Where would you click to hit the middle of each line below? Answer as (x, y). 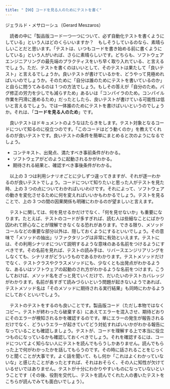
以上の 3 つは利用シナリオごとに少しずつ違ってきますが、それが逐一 (80, 176)
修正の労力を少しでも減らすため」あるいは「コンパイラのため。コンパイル (87, 93)
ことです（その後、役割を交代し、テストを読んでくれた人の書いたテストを (87, 375)
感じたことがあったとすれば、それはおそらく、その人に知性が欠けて (94, 362)
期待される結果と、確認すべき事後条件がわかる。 (63, 165)
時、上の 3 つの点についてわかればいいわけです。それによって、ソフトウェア (85, 189)
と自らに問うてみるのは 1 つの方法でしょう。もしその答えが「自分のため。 (83, 86)
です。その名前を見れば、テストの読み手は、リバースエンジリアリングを (89, 250)
